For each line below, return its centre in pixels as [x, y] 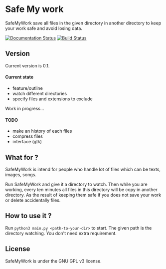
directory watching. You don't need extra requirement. [61, 233]
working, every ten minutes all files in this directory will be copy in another [82, 189]
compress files [28, 136]
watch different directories [40, 93]
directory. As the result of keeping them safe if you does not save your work [83, 195]
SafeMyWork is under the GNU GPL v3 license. [53, 261]
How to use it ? [28, 216]
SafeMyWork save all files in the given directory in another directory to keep [83, 23]
